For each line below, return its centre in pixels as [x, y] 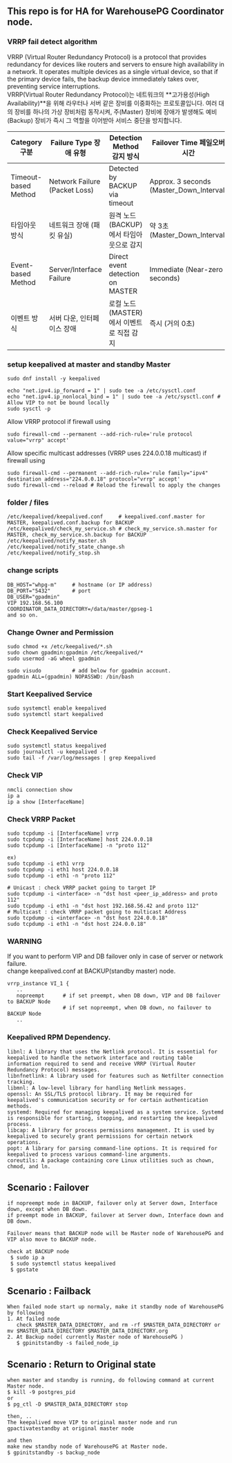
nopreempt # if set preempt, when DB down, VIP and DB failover [118, 996]
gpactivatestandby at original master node [71, 1428]
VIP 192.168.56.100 [35, 603]
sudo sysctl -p [29, 409]
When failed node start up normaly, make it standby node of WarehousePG [116, 1307]
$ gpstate [24, 1270]
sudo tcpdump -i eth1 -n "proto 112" [61, 876]
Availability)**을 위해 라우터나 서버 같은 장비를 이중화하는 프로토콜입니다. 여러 [112, 103]
